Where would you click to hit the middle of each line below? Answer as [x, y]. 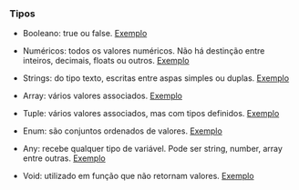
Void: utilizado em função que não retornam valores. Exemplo [138, 176]
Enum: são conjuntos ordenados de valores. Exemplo [123, 131]
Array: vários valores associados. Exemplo [103, 96]
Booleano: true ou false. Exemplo [85, 34]
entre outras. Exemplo [64, 158]
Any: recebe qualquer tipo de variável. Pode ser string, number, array [152, 149]
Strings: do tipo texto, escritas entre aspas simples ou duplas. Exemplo [156, 78]
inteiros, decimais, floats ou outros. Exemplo [106, 61]
